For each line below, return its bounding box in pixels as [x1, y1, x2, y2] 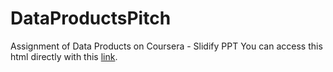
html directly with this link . [10, 50, 118, 62]
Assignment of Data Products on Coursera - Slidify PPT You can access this [10, 40, 323, 52]
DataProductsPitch [10, 7, 172, 30]
